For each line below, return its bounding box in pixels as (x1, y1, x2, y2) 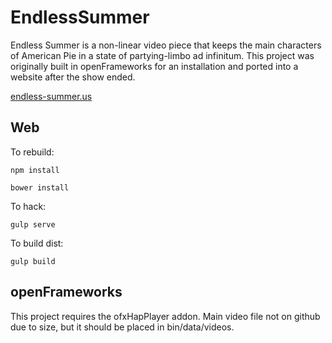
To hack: (10, 200, 47, 212)
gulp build (10, 256, 56, 266)
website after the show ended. (10, 71, 136, 83)
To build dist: (10, 237, 64, 249)
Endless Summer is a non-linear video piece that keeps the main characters (10, 39, 322, 51)
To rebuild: (10, 146, 55, 158)
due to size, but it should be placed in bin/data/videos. (10, 321, 235, 333)
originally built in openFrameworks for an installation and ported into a (10, 60, 299, 72)
